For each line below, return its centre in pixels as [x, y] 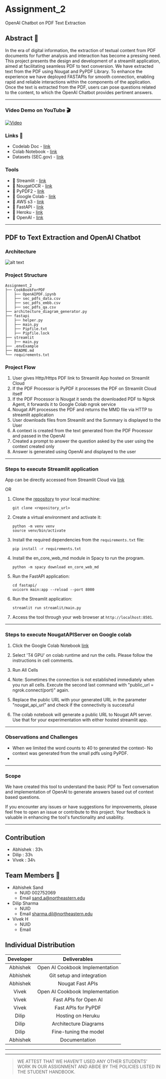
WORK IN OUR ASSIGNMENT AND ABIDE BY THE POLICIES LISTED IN [89, 1066]
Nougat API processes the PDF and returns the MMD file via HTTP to [82, 409]
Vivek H [20, 919]
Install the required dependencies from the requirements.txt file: [78, 540]
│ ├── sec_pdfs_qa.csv [31, 307]
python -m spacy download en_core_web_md [55, 567]
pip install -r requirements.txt [47, 549]
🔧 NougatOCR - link [32, 186]
